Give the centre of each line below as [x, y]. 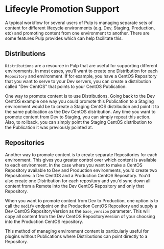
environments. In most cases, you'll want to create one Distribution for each [82, 71]
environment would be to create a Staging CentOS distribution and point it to [82, 106]
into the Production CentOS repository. [44, 221]
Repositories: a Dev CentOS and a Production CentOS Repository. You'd [78, 175]
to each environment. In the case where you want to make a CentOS [74, 165]
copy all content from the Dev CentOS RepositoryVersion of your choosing [80, 216]
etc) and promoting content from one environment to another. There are [77, 33]
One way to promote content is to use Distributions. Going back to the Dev [80, 96]
